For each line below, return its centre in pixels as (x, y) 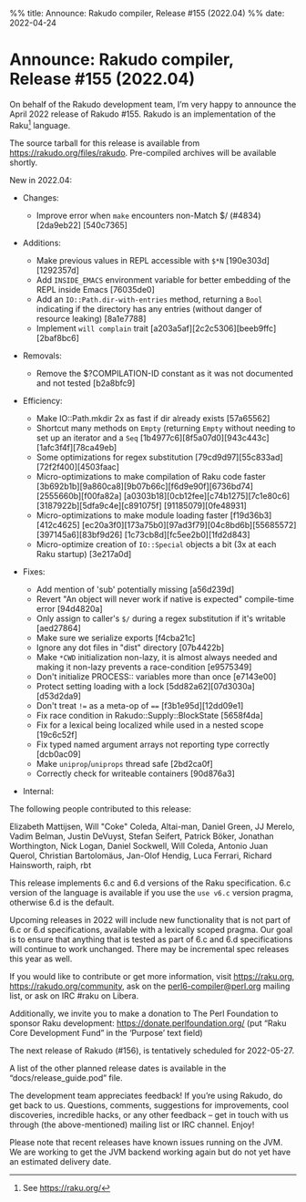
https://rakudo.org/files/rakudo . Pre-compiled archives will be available (143, 152)
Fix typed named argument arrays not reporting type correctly (153, 744)
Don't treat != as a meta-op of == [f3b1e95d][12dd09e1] (140, 705)
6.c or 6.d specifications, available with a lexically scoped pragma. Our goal (151, 929)
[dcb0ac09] (58, 754)
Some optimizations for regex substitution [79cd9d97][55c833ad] (160, 457)
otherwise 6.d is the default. (62, 902)
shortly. (24, 162)
